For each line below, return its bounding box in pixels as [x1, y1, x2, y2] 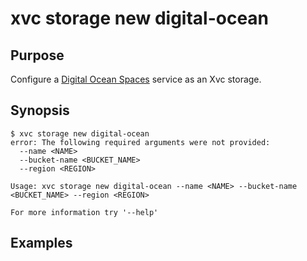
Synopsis [10, 102, 70, 119]
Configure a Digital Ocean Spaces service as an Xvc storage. [10, 73, 262, 85]
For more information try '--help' [10, 207, 159, 217]
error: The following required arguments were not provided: [10, 137, 271, 147]
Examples [10, 235, 73, 252]
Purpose [10, 47, 65, 64]
